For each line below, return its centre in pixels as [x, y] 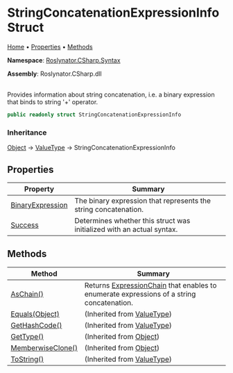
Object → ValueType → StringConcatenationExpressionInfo [91, 148]
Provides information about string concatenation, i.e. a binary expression [111, 94]
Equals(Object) [35, 314]
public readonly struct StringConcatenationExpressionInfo [94, 115]
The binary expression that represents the [143, 201]
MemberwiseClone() [44, 347]
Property [39, 189]
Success [25, 225]
